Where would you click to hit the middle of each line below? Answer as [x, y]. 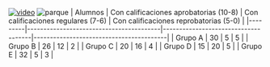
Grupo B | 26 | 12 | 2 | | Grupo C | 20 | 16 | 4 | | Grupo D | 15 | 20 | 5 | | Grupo [135, 46]
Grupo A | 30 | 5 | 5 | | [212, 37]
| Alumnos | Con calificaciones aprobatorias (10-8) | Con [164, 12]
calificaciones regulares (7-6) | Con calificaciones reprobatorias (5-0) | [127, 21]
